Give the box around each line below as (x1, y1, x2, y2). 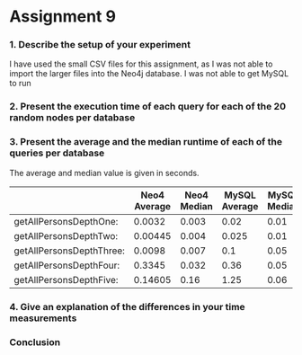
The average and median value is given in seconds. (9, 167, 200, 178)
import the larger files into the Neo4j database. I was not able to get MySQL (9, 68, 289, 79)
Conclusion (9, 335, 61, 348)
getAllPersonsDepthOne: (13, 215, 119, 227)
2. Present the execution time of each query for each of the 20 (9, 101, 286, 113)
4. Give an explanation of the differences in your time (9, 300, 245, 313)
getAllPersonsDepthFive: (13, 273, 119, 286)
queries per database (9, 146, 105, 159)
